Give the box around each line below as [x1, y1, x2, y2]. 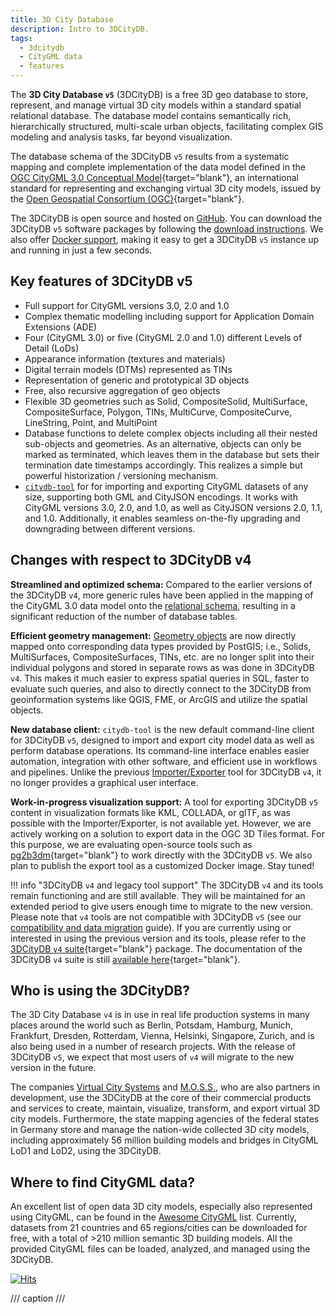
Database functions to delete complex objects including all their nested [24, 427, 318, 439]
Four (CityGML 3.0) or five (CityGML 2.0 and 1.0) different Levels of [24, 331, 303, 343]
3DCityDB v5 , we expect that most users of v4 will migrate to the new [10, 1051, 295, 1063]
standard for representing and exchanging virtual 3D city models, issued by [10, 182, 322, 194]
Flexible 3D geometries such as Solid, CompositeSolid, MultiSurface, [24, 395, 308, 407]
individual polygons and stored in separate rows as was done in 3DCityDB [10, 661, 315, 673]
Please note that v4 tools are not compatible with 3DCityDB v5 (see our [10, 911, 302, 923]
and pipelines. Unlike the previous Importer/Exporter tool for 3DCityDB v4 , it [10, 766, 322, 778]
